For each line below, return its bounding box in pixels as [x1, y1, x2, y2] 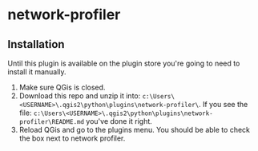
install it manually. [7, 67, 67, 77]
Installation [7, 38, 65, 51]
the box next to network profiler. [18, 133, 126, 143]
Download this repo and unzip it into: [18, 91, 141, 101]
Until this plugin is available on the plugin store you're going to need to [7, 58, 240, 68]
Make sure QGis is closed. [18, 82, 106, 92]
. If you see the [198, 100, 248, 109]
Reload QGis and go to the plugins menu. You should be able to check [18, 125, 250, 134]
